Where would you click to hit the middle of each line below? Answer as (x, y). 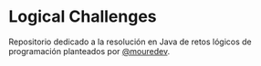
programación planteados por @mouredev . (89, 51)
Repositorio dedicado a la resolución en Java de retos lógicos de (130, 42)
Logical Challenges (83, 17)
